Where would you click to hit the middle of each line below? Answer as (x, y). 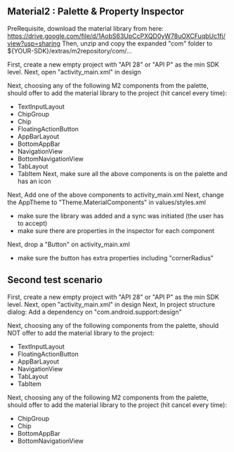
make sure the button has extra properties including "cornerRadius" (116, 258)
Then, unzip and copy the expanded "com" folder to (137, 43)
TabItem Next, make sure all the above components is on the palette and (122, 173)
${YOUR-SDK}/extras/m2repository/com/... (70, 51)
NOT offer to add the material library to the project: (81, 333)
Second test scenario (55, 280)
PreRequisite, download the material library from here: (85, 28)
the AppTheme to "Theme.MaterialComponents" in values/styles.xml (106, 202)
